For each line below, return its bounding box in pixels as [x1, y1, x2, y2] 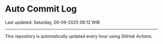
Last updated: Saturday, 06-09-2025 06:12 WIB [5, 19, 100, 25]
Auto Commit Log [5, 3, 77, 15]
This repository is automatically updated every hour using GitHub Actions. [5, 33, 153, 39]
